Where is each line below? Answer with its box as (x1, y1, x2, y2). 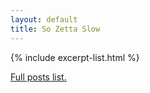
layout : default (10, 14, 78, 25)
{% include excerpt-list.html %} (10, 51, 140, 63)
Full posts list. (10, 71, 67, 83)
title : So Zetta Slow (10, 24, 101, 34)
